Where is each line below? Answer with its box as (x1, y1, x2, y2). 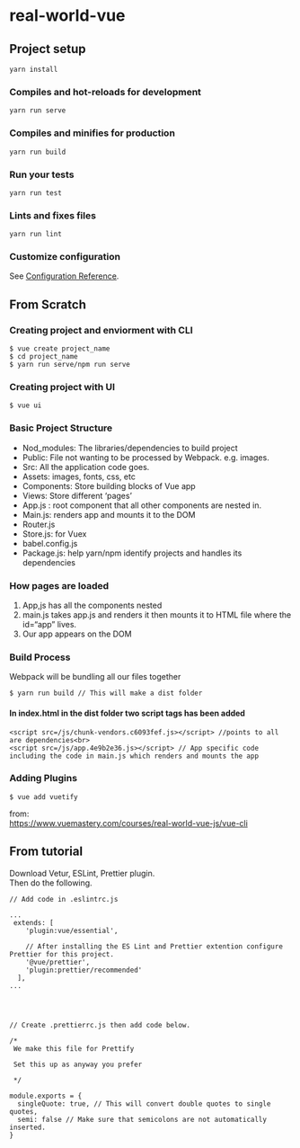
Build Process (9, 651, 71, 663)
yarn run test (9, 188, 63, 198)
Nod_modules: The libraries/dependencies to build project (22, 442, 238, 453)
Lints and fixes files (9, 209, 97, 221)
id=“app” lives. (22, 619, 77, 630)
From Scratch (9, 297, 87, 312)
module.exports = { (9, 1091, 83, 1100)
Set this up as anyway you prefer (13, 1060, 143, 1069)
